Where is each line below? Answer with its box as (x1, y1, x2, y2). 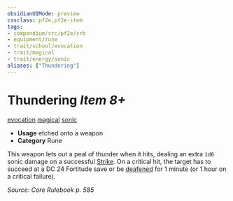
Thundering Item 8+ (7, 92, 126, 108)
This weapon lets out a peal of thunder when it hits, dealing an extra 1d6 (7, 149, 215, 158)
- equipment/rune (7, 36, 58, 43)
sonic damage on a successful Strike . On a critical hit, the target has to (7, 157, 211, 165)
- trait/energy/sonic (7, 56, 71, 63)
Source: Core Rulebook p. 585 (7, 186, 94, 194)
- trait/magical (7, 50, 55, 57)
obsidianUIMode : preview (7, 10, 80, 17)
